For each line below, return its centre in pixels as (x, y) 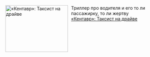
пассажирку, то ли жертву (100, 13)
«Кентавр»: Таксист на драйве (104, 19)
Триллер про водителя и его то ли (108, 8)
